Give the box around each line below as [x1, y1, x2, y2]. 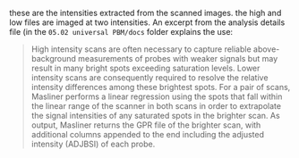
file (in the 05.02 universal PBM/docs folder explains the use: [9, 27, 234, 37]
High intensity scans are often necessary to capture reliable [30, 44, 252, 54]
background [30, 54, 76, 63]
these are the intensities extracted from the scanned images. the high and [9, 8, 282, 18]
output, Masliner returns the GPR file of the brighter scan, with [30, 120, 261, 130]
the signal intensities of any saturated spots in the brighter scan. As [30, 111, 280, 121]
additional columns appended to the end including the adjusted [30, 129, 265, 139]
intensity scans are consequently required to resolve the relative [30, 72, 269, 83]
